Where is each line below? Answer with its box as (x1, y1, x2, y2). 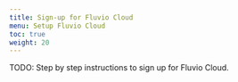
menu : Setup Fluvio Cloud (9, 21, 105, 30)
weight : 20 (9, 37, 50, 47)
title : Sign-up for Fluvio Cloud (9, 12, 134, 22)
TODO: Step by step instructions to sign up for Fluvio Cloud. (9, 62, 229, 73)
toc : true (9, 29, 46, 38)
